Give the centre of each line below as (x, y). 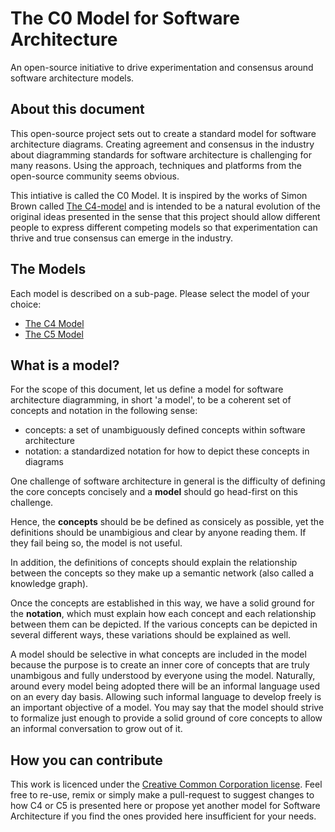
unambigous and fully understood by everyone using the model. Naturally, (163, 676)
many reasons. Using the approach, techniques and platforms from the (156, 165)
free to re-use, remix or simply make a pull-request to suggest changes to (162, 795)
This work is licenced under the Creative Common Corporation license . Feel (166, 784)
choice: (26, 304)
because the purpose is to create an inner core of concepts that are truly (160, 665)
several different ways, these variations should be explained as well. (151, 635)
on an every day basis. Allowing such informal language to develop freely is (166, 697)
